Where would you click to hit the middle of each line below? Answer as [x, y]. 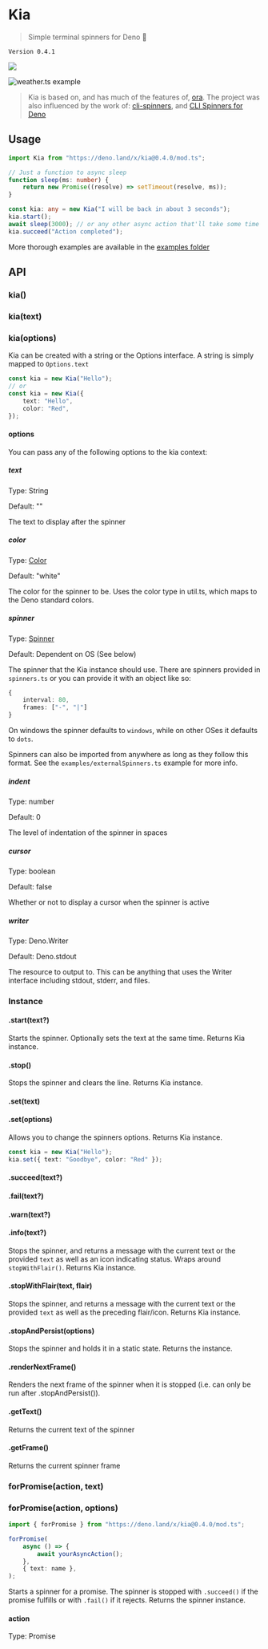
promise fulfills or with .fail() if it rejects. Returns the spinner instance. [127, 1600]
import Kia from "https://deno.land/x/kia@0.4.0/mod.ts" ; [107, 158]
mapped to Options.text [49, 364]
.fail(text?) [26, 1196]
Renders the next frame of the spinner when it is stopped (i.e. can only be [130, 1384]
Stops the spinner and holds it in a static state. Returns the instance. [121, 1348]
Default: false [30, 886]
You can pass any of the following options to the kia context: [108, 452]
